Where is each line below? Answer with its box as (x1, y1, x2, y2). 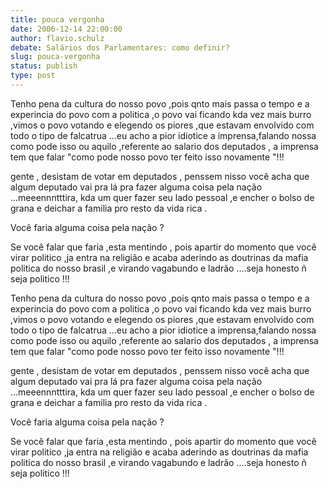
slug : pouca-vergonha (10, 52, 101, 62)
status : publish (10, 61, 78, 71)
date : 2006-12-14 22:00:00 (10, 24, 123, 34)
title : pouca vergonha (10, 14, 105, 25)
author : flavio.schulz (10, 33, 105, 43)
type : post (10, 71, 56, 81)
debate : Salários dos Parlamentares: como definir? (10, 42, 230, 53)
